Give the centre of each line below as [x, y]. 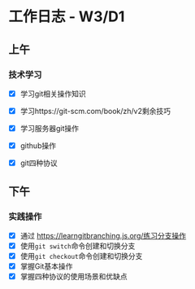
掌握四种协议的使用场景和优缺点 [74, 277]
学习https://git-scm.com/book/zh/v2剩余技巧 [95, 111]
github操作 [38, 146]
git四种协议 [39, 163]
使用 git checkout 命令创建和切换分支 [81, 256]
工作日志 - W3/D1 [67, 17]
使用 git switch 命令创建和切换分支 [78, 246]
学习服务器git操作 [50, 128]
